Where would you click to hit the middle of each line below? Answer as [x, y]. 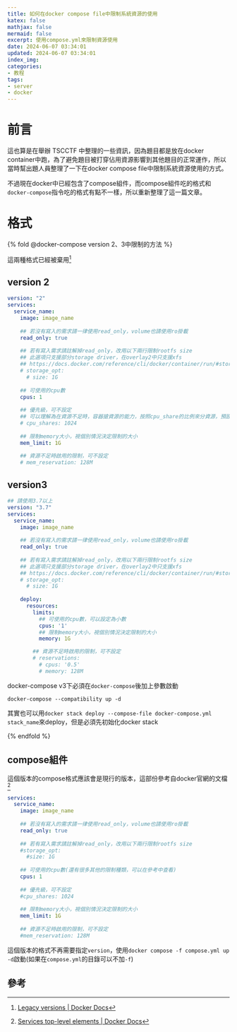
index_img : [23, 60]
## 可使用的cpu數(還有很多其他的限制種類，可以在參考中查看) [98, 870]
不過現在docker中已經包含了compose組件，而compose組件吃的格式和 [109, 184]
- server [20, 86]
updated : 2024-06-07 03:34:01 [52, 54]
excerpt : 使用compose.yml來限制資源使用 [63, 40]
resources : [42, 606]
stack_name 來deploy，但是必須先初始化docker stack [83, 722]
